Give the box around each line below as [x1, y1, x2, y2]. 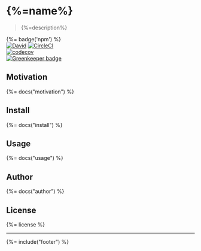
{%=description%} [20, 24, 68, 31]
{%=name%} [6, 4, 74, 18]
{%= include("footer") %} [6, 238, 69, 245]
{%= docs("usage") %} [6, 155, 64, 162]
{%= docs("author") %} [6, 188, 65, 195]
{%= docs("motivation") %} [6, 88, 75, 95]
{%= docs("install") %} [6, 121, 63, 128]
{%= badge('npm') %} [6, 35, 62, 43]
